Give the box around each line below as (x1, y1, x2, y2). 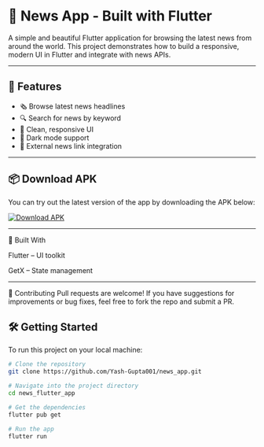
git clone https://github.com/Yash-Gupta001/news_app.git (8, 368, 202, 376)
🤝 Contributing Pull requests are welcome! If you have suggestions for (8, 288, 235, 297)
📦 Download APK (8, 172, 97, 186)
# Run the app (8, 425, 55, 433)
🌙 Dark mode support (19, 133, 90, 142)
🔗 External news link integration (19, 141, 123, 150)
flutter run (8, 432, 47, 440)
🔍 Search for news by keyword (19, 113, 122, 123)
